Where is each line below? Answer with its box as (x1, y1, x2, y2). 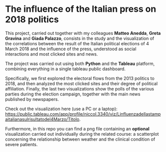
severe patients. (5, 141, 38, 147)
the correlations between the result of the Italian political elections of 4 (5, 40, 149, 46)
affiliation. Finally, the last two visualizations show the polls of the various (5, 86, 154, 91)
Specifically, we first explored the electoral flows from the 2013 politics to (5, 75, 155, 81)
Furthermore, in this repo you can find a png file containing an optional (5, 125, 150, 131)
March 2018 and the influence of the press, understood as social (5, 46, 137, 52)
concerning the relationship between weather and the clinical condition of (5, 136, 156, 142)
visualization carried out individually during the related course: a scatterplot (5, 131, 159, 137)
